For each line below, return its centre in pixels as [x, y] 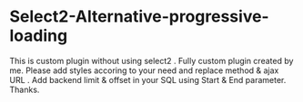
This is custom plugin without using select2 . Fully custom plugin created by [151, 60]
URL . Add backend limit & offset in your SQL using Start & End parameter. [148, 79]
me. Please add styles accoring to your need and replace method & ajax [144, 70]
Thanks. [25, 89]
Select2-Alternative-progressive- [140, 17]
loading [39, 36]
